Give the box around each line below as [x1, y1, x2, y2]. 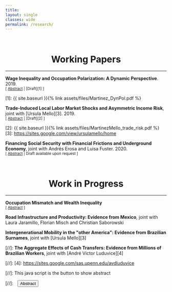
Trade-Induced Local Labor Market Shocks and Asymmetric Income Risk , [5, 105, 164, 111]
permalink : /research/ [5, 21, 54, 27]
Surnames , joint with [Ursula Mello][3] [5, 235, 87, 241]
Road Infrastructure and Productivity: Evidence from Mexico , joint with [5, 214, 158, 220]
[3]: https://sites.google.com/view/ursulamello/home [5, 130, 117, 137]
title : [5, 7, 19, 13]
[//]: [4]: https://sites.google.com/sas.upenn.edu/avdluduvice [5, 260, 135, 266]
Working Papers [51, 54, 121, 65]
